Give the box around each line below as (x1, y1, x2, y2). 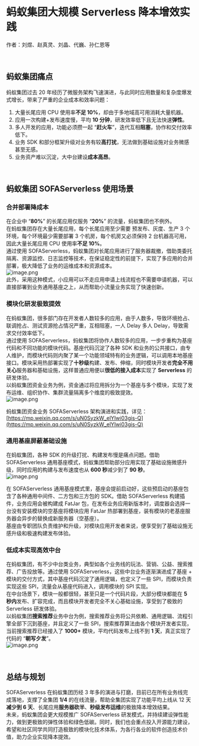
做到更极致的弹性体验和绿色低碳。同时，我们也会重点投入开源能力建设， (16, 719, 193, 726)
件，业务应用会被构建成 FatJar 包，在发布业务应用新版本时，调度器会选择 (6, 500, 185, 507)
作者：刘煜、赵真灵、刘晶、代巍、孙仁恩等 (6, 41, 110, 48)
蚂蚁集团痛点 (6, 72, 53, 82)
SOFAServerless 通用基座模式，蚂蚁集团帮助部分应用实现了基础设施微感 (6, 459, 182, 466)
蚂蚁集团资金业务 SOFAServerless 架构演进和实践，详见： (6, 408, 147, 415)
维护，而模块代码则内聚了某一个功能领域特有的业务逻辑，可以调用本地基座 (11, 351, 193, 358)
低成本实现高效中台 (6, 546, 61, 554)
